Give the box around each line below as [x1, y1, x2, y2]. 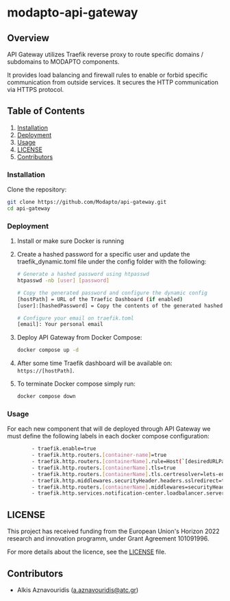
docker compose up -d [16, 346, 79, 354]
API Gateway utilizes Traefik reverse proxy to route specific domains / [7, 50, 204, 58]
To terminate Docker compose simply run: [16, 379, 136, 388]
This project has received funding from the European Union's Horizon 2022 [7, 527, 220, 536]
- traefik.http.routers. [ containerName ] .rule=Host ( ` [31, 458, 186, 465]
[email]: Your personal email [16, 321, 104, 328]
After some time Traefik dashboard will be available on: [16, 359, 172, 368]
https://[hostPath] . [16, 366, 75, 375]
